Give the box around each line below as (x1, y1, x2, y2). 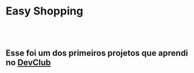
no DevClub (5, 57, 51, 68)
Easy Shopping (5, 4, 83, 18)
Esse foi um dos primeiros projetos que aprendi (5, 48, 189, 59)
